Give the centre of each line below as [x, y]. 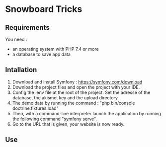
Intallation [21, 70]
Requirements [27, 28]
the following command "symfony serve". [55, 119]
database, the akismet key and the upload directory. [66, 97]
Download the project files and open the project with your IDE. [76, 87]
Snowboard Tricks [44, 9]
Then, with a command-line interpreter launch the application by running [87, 113]
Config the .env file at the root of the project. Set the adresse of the [81, 92]
